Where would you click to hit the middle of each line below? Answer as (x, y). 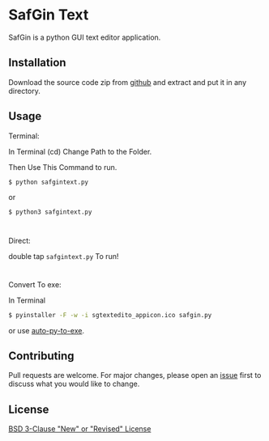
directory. (24, 91)
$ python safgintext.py (49, 182)
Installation (37, 63)
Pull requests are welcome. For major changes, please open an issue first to (135, 375)
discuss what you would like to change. (74, 384)
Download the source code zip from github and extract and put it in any (128, 82)
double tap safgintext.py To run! (64, 256)
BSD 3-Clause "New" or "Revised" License (80, 429)
